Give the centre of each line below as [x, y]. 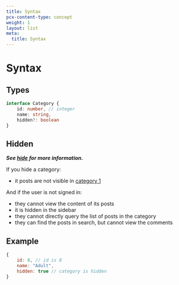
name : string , [34, 114]
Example [22, 241]
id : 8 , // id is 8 [39, 260]
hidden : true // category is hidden [62, 271]
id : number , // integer [46, 109]
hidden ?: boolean [38, 120]
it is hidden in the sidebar [45, 210]
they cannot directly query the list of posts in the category [85, 217]
